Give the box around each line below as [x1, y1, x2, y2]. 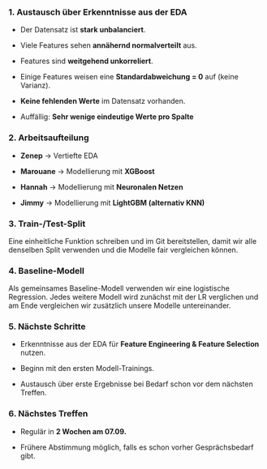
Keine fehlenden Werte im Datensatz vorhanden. [19, 96, 186, 106]
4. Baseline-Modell [8, 265, 85, 276]
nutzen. [19, 347, 46, 358]
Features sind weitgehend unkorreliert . [19, 56, 153, 66]
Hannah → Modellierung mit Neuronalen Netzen [19, 181, 184, 192]
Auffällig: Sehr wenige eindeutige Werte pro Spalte [19, 112, 194, 122]
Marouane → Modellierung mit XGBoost [19, 166, 156, 176]
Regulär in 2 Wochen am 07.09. [19, 426, 127, 436]
